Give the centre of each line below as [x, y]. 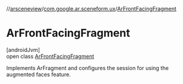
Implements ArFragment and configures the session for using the [88, 68]
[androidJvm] [23, 50]
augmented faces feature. [38, 74]
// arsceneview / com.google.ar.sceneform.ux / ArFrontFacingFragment [91, 9]
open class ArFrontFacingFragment [50, 56]
